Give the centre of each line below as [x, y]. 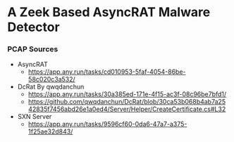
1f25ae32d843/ [50, 131]
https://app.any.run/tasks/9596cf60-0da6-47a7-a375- [107, 124]
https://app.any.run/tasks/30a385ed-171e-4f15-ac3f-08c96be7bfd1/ [127, 94]
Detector [33, 27]
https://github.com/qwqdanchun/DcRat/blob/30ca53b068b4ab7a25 [127, 102]
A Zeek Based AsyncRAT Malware [109, 12]
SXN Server [35, 117]
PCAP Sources [33, 49]
